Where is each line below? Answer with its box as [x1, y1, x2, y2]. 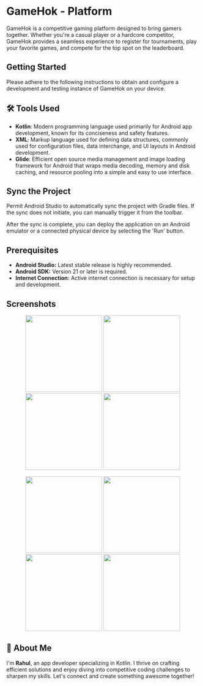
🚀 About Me [6, 643, 52, 653]
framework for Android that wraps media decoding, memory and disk [15, 161, 190, 169]
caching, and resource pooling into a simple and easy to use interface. [15, 168, 193, 175]
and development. [15, 281, 61, 288]
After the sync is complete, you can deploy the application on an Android [6, 221, 190, 228]
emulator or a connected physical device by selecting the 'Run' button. [6, 227, 185, 234]
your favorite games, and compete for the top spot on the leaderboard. [6, 44, 185, 52]
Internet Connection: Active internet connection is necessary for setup [15, 274, 196, 282]
